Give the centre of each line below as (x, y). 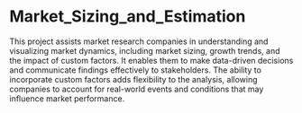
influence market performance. (67, 98)
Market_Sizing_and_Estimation (128, 17)
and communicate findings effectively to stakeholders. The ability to (135, 70)
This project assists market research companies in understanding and (139, 41)
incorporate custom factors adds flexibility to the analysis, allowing (134, 79)
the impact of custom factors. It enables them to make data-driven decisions (151, 60)
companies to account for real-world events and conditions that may (137, 89)
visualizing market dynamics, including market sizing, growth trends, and (145, 50)
